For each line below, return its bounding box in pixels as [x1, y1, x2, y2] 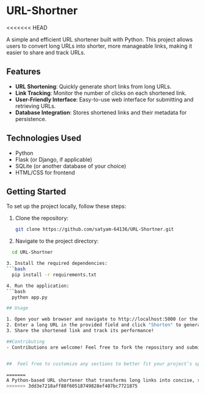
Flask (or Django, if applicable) [15, 155, 93, 163]
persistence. [15, 115, 47, 122]
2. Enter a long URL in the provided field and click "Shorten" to [6, 322, 182, 328]
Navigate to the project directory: [15, 237, 99, 245]
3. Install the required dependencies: [6, 261, 108, 267]
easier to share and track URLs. [6, 48, 85, 56]
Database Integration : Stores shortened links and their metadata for [15, 108, 187, 116]
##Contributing [6, 338, 45, 344]
